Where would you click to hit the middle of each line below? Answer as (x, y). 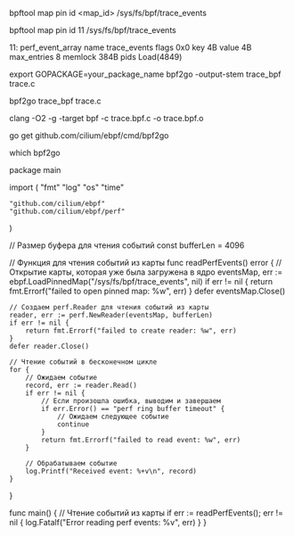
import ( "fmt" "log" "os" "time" (67, 187)
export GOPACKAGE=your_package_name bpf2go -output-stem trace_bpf (146, 74)
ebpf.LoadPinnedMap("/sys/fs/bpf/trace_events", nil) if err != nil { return (141, 281)
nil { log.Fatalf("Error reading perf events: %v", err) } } (108, 522)
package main (35, 170)
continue (73, 425)
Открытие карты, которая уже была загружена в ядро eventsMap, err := (146, 272)
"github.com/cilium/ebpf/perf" (67, 211)
